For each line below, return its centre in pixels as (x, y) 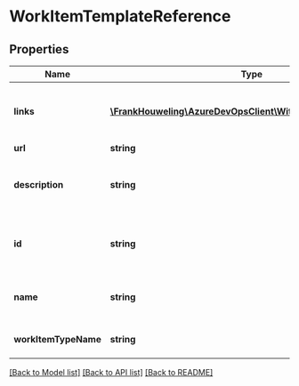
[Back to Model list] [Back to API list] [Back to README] (111, 372)
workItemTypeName (58, 339)
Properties (39, 49)
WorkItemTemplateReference (120, 16)
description (39, 185)
